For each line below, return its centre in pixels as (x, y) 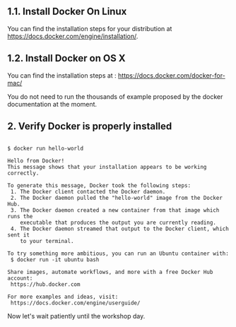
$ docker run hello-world (45, 149)
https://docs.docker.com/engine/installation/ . (73, 36)
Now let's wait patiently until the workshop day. (76, 316)
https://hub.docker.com (45, 285)
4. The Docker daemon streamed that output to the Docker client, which (120, 229)
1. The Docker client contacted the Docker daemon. (88, 192)
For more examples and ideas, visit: (63, 297)
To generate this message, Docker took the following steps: (99, 186)
